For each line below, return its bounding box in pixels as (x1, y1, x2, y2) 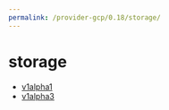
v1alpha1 (21, 81, 53, 92)
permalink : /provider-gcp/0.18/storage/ (8, 13, 162, 22)
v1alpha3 (21, 90, 55, 101)
